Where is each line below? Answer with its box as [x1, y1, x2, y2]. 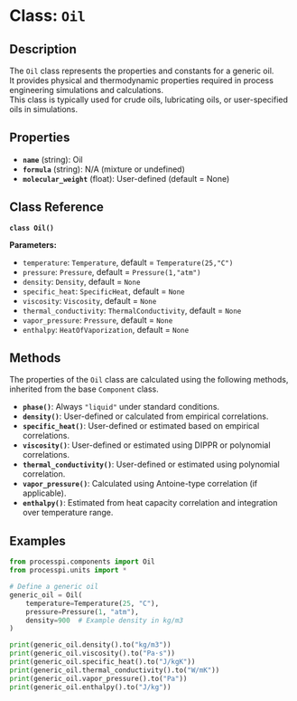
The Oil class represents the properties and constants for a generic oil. [9, 65, 274, 76]
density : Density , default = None [22, 276, 141, 287]
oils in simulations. [9, 104, 79, 114]
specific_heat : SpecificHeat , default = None [22, 286, 185, 297]
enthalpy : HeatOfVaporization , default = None [22, 324, 190, 335]
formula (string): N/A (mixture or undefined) [22, 164, 185, 175]
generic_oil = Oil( [9, 590, 83, 600]
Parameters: [9, 239, 57, 250]
